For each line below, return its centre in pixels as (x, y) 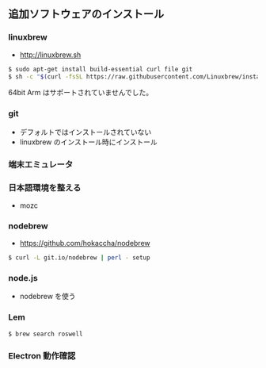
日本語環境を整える (45, 187)
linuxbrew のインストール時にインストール (89, 142)
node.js (23, 278)
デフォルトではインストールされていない (85, 132)
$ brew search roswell (46, 334)
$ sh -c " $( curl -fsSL (46, 77)
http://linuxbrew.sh (50, 55)
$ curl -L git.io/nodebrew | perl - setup (79, 258)
